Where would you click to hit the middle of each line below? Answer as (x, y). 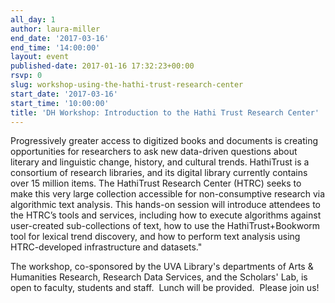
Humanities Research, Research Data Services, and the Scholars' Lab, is (159, 277)
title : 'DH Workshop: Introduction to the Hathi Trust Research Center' (165, 112)
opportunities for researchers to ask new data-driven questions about (154, 152)
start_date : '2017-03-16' (64, 94)
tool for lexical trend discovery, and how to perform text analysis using (155, 237)
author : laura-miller (55, 29)
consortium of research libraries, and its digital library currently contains (159, 173)
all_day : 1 (33, 19)
